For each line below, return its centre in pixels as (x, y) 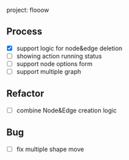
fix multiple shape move (50, 149)
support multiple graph (49, 71)
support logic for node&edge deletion (69, 48)
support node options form (55, 63)
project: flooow (28, 10)
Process (24, 31)
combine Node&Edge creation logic (67, 110)
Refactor (25, 93)
